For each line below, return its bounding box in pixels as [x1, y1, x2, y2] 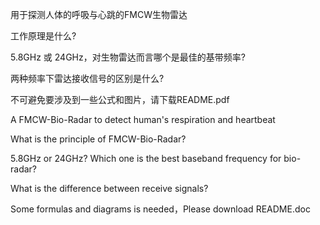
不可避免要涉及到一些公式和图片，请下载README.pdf [10, 94, 230, 105]
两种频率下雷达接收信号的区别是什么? [10, 73, 165, 84]
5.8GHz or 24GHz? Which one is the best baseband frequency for [10, 153, 282, 164]
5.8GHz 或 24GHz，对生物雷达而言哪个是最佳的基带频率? [10, 51, 246, 63]
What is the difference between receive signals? [10, 183, 209, 194]
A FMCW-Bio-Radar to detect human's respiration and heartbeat [10, 114, 276, 125]
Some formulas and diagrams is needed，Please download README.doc [10, 203, 311, 215]
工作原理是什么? [10, 30, 77, 42]
